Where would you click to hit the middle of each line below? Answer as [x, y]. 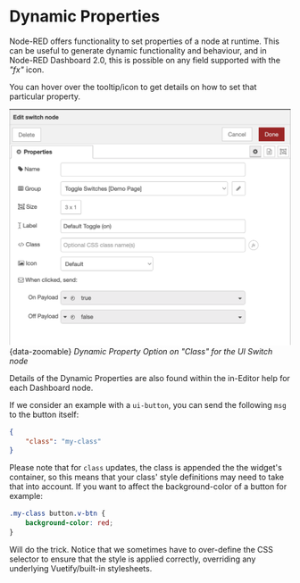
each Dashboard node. [51, 387]
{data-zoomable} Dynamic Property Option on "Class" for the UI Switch [141, 351]
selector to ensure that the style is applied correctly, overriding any [133, 559]
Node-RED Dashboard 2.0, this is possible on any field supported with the [145, 60]
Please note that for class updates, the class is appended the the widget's [146, 468]
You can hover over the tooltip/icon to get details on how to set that [133, 87]
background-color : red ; [70, 523]
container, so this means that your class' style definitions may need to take [146, 477]
